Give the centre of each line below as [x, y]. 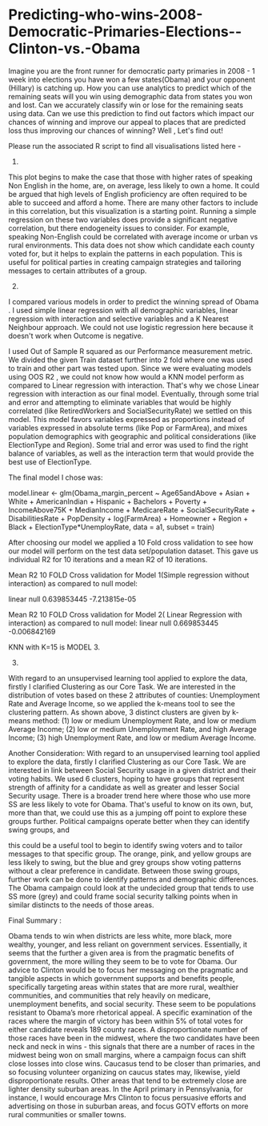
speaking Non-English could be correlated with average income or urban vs [133, 236]
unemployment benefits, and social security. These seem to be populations [132, 1003]
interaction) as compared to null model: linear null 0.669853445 [113, 623]
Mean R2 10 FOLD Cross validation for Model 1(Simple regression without [129, 575]
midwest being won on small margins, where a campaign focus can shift [127, 1055]
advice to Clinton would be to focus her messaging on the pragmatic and [128, 970]
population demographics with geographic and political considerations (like [132, 436]
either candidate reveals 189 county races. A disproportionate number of [128, 1029]
